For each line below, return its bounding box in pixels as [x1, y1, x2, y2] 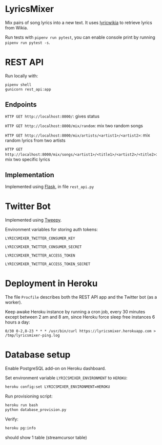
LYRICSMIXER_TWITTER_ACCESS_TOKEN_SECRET [5, 262, 91, 267]
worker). [5, 300, 22, 305]
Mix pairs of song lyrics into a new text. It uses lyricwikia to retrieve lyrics [5, 20, 152, 25]
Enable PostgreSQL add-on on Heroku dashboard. [5, 366, 106, 372]
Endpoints [5, 100, 37, 109]
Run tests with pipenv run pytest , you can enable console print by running [5, 34, 155, 40]
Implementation [5, 170, 55, 179]
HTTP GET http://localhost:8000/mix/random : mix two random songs [5, 123, 143, 129]
